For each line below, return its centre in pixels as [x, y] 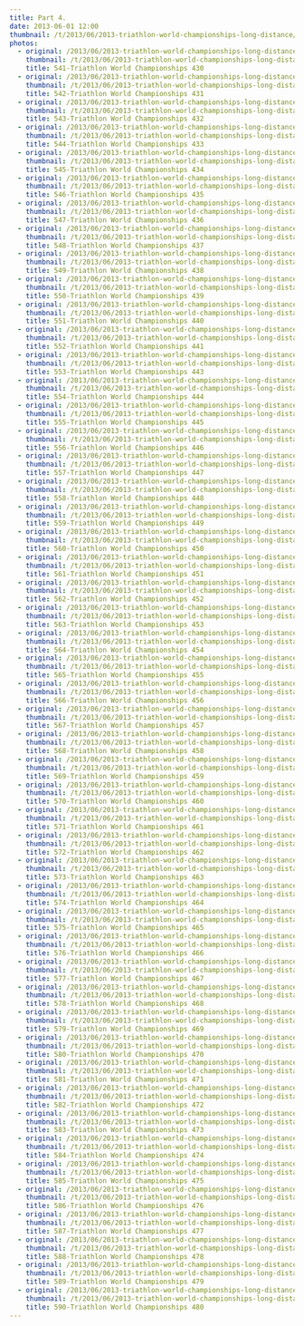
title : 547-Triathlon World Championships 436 [115, 220]
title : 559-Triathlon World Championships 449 [115, 523]
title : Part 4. [38, 18]
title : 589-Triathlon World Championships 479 [115, 1282]
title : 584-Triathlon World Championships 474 [115, 1156]
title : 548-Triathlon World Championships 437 [115, 246]
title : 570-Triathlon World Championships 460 [115, 802]
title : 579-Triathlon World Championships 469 [115, 1029]
